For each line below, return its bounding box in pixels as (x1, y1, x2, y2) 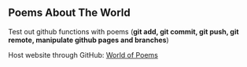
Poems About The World (8, 6, 131, 19)
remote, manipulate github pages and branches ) (8, 35, 169, 44)
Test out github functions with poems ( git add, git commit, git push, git (8, 26, 239, 36)
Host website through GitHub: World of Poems (8, 50, 159, 59)
